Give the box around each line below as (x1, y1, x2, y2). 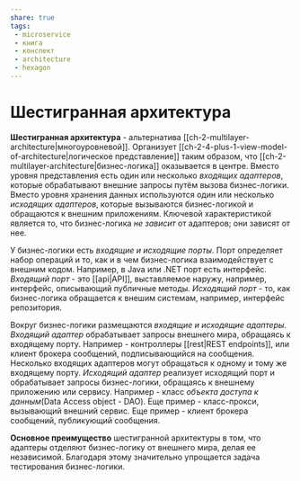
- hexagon (13, 64, 51, 73)
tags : (10, 22, 31, 31)
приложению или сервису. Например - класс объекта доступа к (10, 386, 259, 396)
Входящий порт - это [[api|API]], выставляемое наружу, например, (10, 273, 268, 284)
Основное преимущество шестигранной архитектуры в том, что (10, 432, 261, 443)
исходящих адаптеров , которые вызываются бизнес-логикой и (10, 199, 254, 209)
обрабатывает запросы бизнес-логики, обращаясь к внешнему (10, 377, 255, 387)
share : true (10, 13, 55, 22)
